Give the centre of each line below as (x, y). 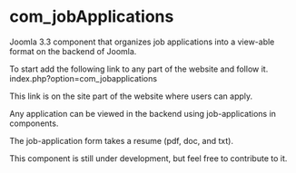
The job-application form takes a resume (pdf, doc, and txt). (122, 140)
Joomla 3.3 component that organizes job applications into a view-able (142, 42)
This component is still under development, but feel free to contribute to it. (148, 158)
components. (34, 123)
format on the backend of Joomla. (73, 51)
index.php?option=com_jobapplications (83, 78)
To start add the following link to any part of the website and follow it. (139, 69)
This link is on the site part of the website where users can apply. (131, 96)
